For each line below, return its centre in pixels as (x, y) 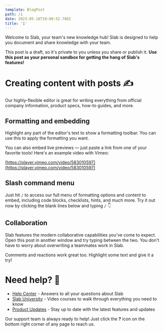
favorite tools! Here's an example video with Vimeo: (57, 153)
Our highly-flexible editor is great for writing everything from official (73, 100)
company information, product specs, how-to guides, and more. (70, 106)
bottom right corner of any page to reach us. (50, 324)
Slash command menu (40, 183)
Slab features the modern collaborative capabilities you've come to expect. (81, 235)
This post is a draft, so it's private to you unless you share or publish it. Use (81, 52)
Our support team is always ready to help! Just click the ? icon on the (75, 319)
